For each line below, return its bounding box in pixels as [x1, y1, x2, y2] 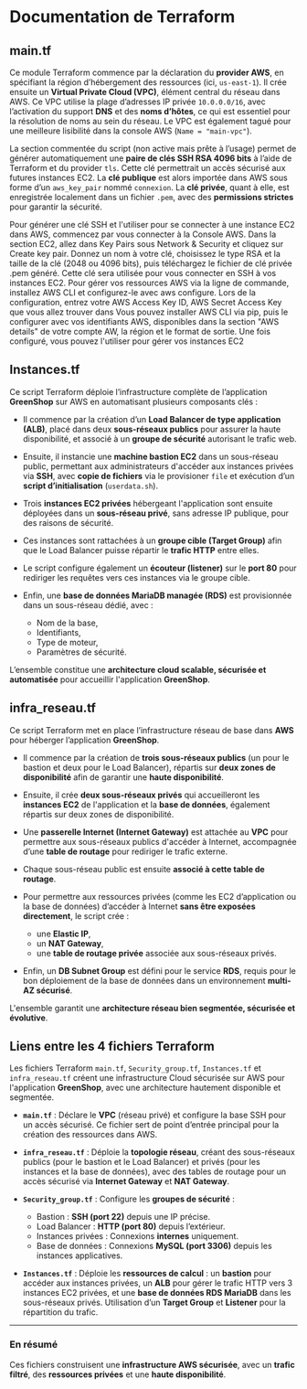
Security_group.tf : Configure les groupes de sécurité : [22, 1193, 236, 1204]
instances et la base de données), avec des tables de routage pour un [22, 1166, 286, 1177]
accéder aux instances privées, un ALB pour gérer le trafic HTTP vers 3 [22, 1277, 293, 1288]
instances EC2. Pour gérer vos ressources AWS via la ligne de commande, [9, 277, 290, 288]
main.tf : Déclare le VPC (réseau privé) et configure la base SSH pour [22, 1109, 286, 1121]
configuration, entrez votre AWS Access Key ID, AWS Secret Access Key [9, 297, 282, 307]
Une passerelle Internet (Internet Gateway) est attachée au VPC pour [22, 826, 289, 838]
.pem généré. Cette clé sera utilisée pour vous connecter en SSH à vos [9, 268, 277, 278]
